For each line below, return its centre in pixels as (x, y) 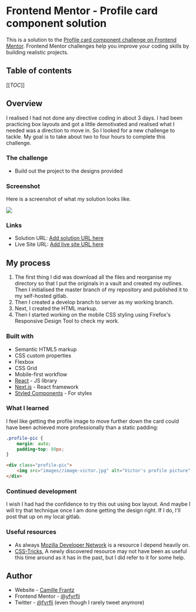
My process (28, 263)
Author (19, 576)
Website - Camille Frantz (44, 590)
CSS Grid (26, 368)
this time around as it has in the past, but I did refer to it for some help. (100, 557)
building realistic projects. (37, 52)
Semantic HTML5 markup (46, 349)
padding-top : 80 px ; (41, 449)
